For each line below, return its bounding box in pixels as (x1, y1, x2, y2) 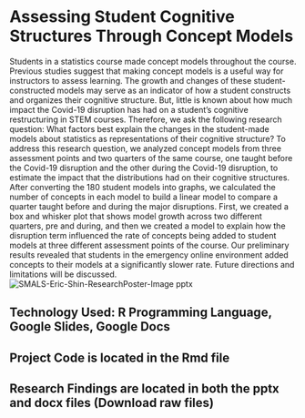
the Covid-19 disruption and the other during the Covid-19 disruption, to (9, 162, 279, 173)
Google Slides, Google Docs (9, 319, 171, 334)
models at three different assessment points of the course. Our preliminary (9, 240, 290, 250)
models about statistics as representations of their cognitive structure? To (9, 133, 287, 144)
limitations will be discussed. (9, 269, 117, 280)
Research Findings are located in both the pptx (9, 381, 280, 397)
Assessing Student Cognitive (9, 6, 235, 27)
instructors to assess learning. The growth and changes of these (9, 75, 252, 86)
